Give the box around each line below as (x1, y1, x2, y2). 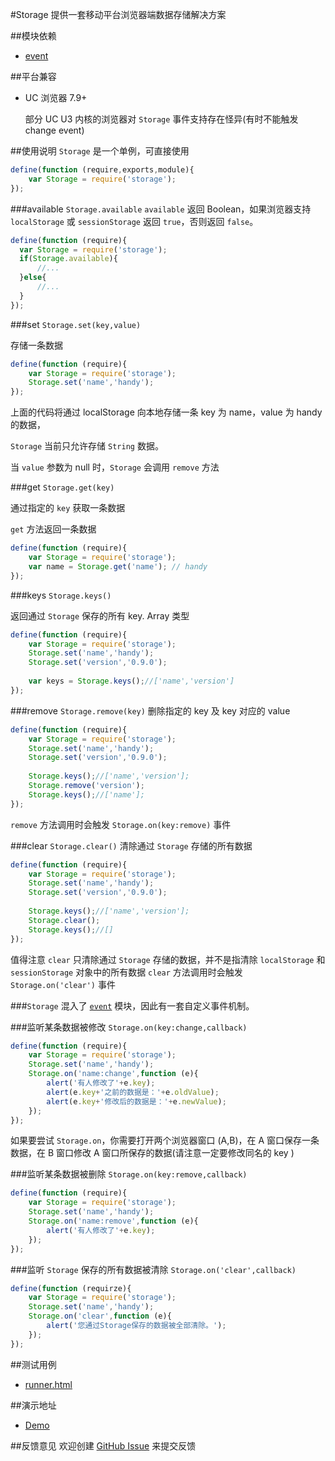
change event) (24, 124, 85, 136)
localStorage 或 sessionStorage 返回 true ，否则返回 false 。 (10, 215, 259, 227)
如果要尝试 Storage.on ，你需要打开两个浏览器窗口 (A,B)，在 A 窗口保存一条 (10, 1134, 320, 1147)
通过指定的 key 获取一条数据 (10, 502, 126, 514)
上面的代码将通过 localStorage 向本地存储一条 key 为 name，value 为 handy (10, 406, 323, 418)
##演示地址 (10, 1399, 57, 1411)
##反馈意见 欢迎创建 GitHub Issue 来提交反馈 (10, 1439, 197, 1452)
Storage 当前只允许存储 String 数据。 (10, 440, 164, 452)
